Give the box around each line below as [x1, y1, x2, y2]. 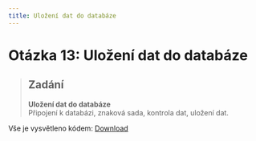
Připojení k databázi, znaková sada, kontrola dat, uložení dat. [27, 107, 229, 117]
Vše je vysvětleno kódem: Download [8, 123, 128, 133]
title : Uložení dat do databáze [8, 11, 116, 20]
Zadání [27, 78, 64, 92]
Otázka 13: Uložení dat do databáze [8, 46, 249, 64]
